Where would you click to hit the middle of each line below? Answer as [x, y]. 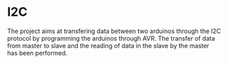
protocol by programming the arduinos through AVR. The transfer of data [111, 38]
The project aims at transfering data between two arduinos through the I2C [114, 31]
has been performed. [37, 53]
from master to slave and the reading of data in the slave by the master [108, 45]
